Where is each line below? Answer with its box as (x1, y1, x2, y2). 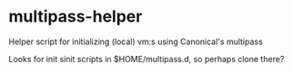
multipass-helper (8, 6, 143, 27)
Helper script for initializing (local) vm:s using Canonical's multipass (8, 36, 263, 47)
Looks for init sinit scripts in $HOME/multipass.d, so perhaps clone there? (8, 53, 285, 64)
